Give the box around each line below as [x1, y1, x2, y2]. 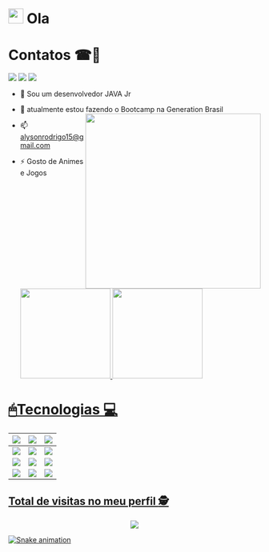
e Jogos [19, 168, 47, 178]
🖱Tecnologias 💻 [8, 401, 118, 419]
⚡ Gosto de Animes [19, 157, 84, 166]
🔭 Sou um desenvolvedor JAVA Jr [19, 89, 131, 99]
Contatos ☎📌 [8, 46, 102, 64]
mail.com [19, 141, 50, 150]
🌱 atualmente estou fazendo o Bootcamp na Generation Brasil [19, 105, 224, 114]
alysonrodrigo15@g [19, 132, 84, 142]
